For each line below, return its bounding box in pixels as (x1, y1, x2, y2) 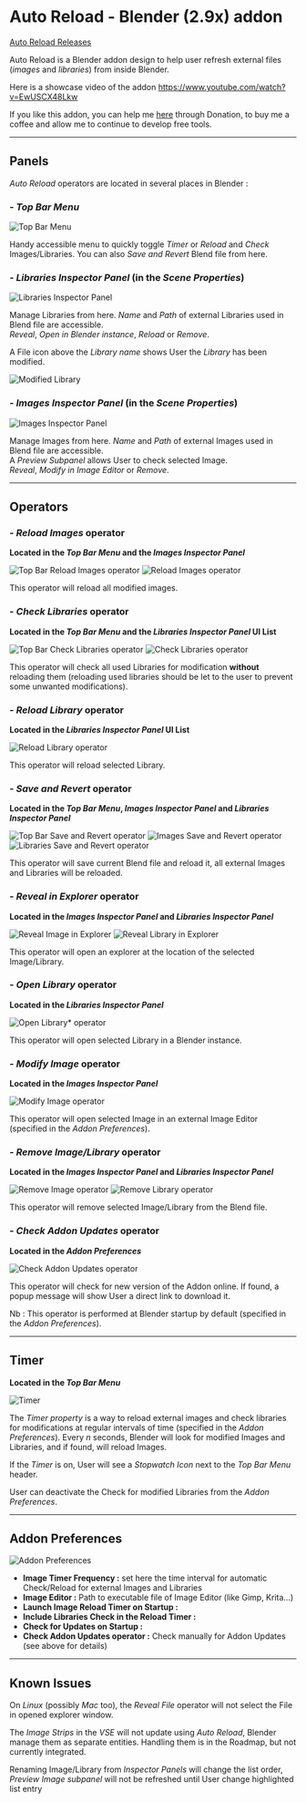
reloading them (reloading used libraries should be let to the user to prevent (9, 671, 293, 682)
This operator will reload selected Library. (9, 759, 166, 770)
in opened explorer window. (9, 1709, 114, 1720)
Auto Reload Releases (9, 36, 92, 47)
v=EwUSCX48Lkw (9, 91, 78, 102)
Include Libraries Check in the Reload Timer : (22, 1612, 197, 1623)
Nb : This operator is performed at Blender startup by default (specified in (9, 1308, 287, 1319)
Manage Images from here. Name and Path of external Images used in (9, 435, 273, 446)
